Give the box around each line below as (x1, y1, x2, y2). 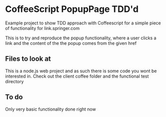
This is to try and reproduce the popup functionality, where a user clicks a (5, 35, 157, 41)
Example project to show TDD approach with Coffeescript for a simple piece (5, 20, 161, 26)
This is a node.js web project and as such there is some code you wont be (5, 68, 157, 74)
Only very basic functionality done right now (5, 106, 96, 112)
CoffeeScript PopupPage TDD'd (5, 3, 139, 15)
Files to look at (5, 55, 51, 63)
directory (5, 78, 24, 84)
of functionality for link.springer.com (5, 25, 80, 31)
